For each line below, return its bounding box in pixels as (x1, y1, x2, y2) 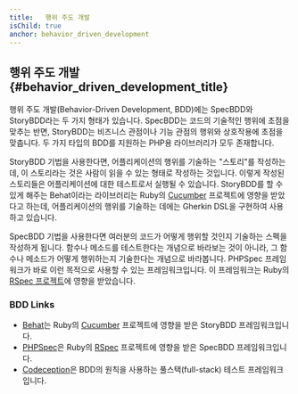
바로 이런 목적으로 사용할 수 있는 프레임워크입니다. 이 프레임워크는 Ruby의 (32, 265, 290, 275)
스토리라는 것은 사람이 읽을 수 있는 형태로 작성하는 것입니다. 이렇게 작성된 (29, 168, 286, 178)
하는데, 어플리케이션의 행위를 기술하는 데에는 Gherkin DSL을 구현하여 (25, 201, 268, 212)
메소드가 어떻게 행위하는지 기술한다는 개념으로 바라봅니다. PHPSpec (25, 253, 263, 264)
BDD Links (9, 299, 55, 311)
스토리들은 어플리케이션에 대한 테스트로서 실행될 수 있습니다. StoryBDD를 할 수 (9, 179, 284, 190)
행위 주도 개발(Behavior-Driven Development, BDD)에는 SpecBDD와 (9, 104, 253, 115)
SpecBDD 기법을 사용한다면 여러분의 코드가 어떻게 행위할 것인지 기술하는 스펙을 (9, 231, 287, 242)
